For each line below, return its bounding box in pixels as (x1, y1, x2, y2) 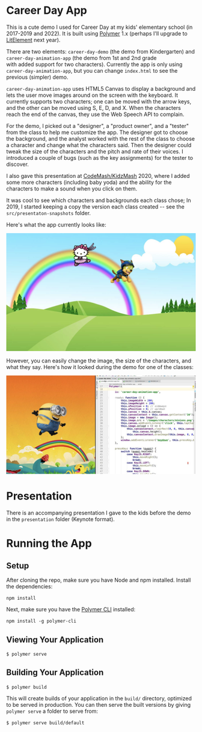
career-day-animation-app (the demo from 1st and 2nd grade (6, 54, 157, 61)
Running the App (6, 537, 92, 551)
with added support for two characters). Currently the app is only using (6, 61, 183, 68)
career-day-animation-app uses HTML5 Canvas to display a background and (6, 85, 196, 92)
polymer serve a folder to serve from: (6, 707, 98, 715)
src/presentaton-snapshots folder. (6, 209, 91, 216)
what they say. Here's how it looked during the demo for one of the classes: (6, 364, 194, 371)
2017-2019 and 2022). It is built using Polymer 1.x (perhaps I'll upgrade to (6, 29, 188, 37)
